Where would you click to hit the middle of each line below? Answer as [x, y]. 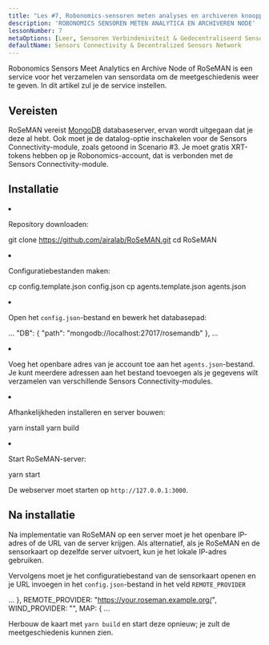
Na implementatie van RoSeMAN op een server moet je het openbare [122, 534]
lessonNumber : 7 [35, 30]
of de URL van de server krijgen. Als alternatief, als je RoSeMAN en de [144, 543]
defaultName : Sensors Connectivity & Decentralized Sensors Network [125, 46]
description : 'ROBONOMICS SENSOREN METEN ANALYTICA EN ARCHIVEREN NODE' [132, 23]
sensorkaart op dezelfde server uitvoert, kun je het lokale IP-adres [118, 551]
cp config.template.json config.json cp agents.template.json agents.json [127, 286]
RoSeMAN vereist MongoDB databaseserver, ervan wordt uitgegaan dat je [131, 130]
